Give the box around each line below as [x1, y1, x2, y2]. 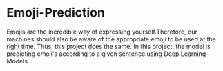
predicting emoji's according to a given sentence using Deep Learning [6, 50, 206, 58]
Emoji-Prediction [6, 5, 105, 21]
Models [6, 57, 28, 65]
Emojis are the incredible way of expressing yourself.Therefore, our [6, 28, 198, 36]
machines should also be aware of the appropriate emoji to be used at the [6, 34, 217, 43]
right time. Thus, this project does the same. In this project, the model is [6, 42, 211, 50]
